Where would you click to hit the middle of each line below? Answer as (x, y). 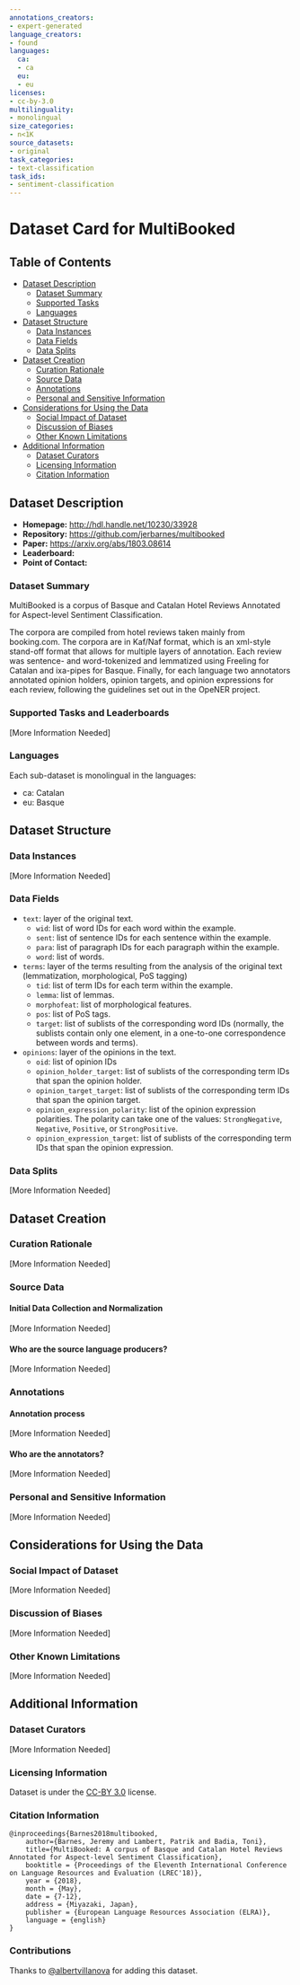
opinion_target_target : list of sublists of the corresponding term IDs (163, 1090)
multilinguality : (42, 110)
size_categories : (42, 127)
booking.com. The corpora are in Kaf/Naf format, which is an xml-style (140, 642)
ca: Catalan (43, 792)
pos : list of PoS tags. (73, 1014)
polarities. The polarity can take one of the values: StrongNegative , (159, 1118)
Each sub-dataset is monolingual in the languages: (103, 775)
